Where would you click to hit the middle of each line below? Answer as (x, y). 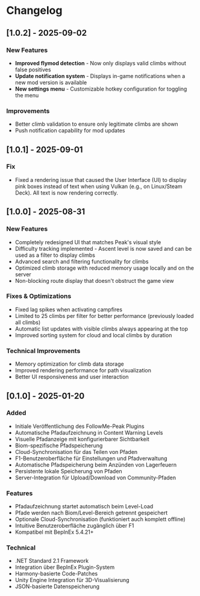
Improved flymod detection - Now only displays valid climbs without (101, 63)
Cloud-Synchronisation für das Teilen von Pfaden (76, 452)
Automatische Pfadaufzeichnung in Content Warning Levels (89, 432)
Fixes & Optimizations (39, 296)
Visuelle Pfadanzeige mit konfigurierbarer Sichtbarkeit (82, 439)
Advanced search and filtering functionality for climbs (82, 261)
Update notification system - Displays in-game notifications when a (100, 76)
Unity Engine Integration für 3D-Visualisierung (72, 580)
